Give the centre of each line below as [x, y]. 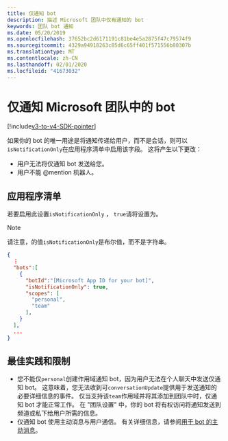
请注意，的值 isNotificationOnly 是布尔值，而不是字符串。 [89, 242]
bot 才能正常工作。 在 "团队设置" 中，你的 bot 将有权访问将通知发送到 [123, 405]
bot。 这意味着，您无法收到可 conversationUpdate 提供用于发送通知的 [121, 387]
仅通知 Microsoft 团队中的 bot [91, 107]
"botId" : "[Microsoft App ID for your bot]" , [90, 280]
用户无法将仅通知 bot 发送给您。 [62, 164]
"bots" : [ [26, 268]
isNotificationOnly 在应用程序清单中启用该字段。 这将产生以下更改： [104, 149]
